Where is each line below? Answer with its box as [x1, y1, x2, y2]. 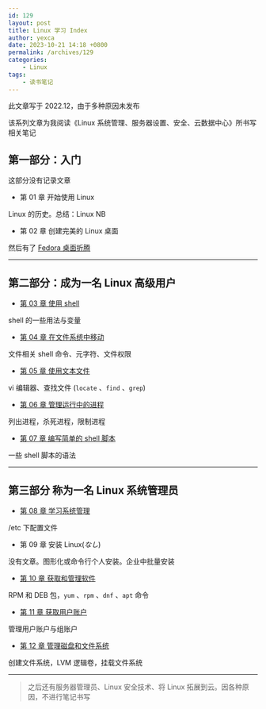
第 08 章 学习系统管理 [19, 506, 91, 515]
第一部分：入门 [8, 152, 82, 167]
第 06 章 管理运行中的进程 [19, 400, 104, 410]
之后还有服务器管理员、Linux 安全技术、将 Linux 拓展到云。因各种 [27, 682, 243, 692]
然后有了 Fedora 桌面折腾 [8, 243, 91, 252]
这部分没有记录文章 [8, 175, 71, 185]
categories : [8, 56, 47, 64]
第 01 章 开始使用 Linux [19, 192, 95, 202]
